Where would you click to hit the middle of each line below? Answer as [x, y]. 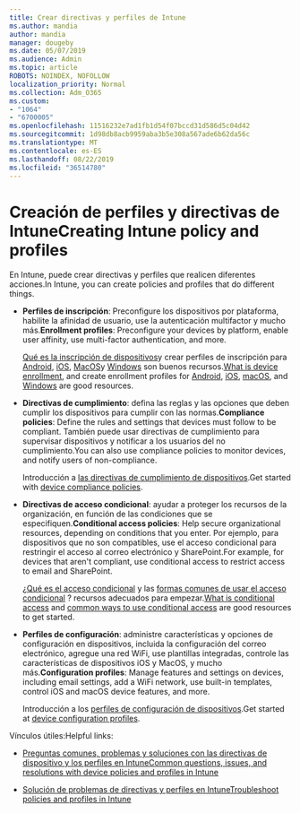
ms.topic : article [43, 68]
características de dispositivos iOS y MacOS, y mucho [122, 663]
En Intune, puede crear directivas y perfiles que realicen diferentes [133, 275]
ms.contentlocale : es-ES [56, 151]
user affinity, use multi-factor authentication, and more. [124, 340]
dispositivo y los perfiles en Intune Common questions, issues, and [144, 763]
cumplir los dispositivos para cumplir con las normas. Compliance [143, 412]
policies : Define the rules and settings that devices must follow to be [149, 422]
